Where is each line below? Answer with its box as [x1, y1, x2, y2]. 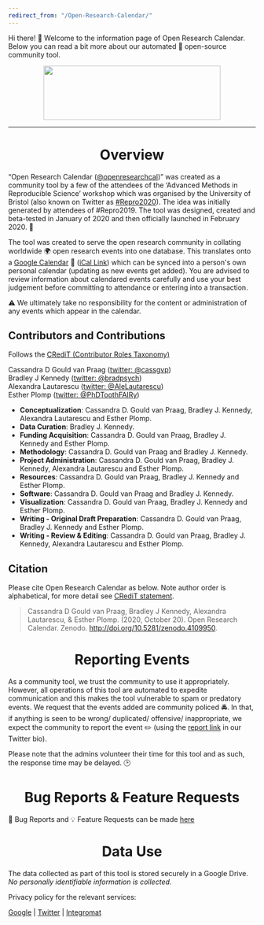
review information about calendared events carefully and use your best [8, 274, 241, 283]
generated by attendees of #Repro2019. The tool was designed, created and [8, 205, 255, 215]
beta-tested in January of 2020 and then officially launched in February [8, 213, 240, 223]
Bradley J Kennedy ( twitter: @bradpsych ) [8, 373, 142, 383]
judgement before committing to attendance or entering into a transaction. [8, 283, 249, 292]
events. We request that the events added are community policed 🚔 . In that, [8, 702, 254, 712]
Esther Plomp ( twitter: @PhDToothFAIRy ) [8, 390, 140, 400]
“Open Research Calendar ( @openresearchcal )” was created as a [8, 172, 221, 181]
